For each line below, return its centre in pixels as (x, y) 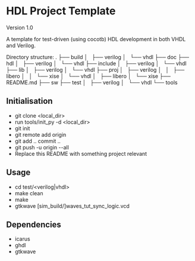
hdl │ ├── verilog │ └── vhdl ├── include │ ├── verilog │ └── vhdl (96, 63)
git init (22, 128)
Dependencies (34, 224)
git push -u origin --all (42, 147)
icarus (23, 239)
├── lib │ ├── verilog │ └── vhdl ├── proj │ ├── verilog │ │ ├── (95, 69)
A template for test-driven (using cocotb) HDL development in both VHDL (96, 39)
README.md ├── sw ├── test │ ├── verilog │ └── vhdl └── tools (92, 82)
